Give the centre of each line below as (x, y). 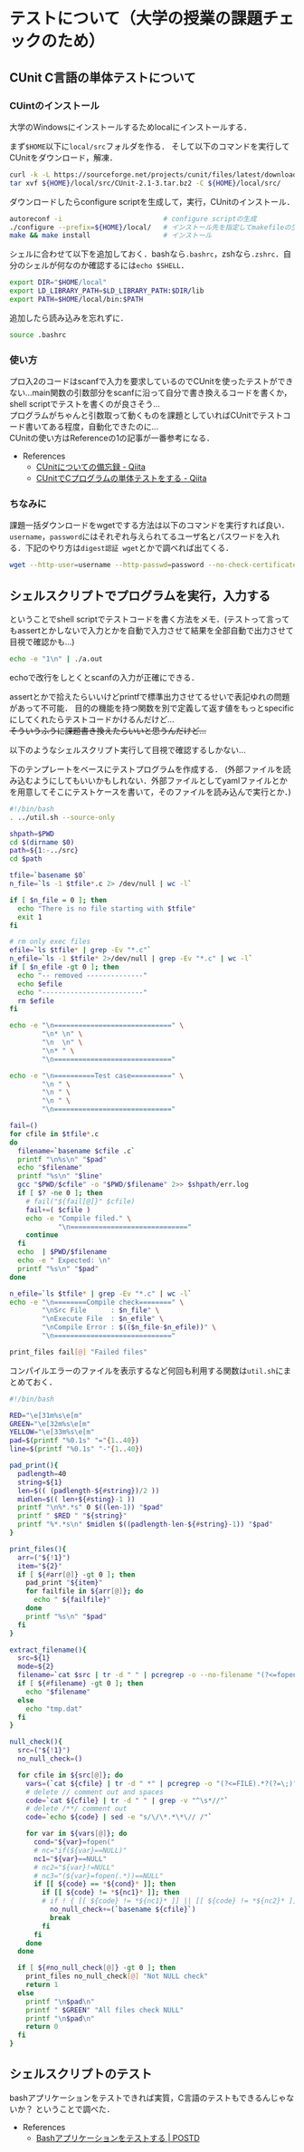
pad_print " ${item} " (64, 1583)
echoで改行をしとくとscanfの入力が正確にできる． (104, 677)
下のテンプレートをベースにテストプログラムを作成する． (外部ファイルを (146, 769)
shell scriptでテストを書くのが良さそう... (85, 404)
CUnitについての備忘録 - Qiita (91, 467)
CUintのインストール (54, 105)
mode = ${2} (36, 1667)
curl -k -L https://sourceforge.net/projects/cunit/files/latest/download (153, 174)
